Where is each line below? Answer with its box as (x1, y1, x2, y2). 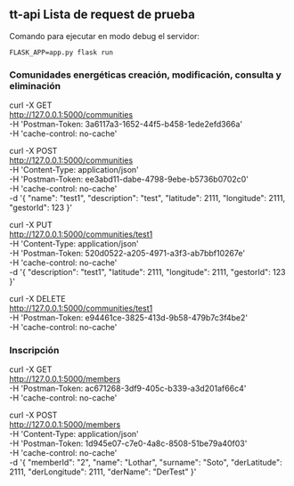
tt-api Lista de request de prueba (9, 7, 196, 22)
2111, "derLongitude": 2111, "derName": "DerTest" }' (9, 466, 197, 477)
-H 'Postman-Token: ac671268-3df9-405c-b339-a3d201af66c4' (9, 383, 247, 394)
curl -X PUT (9, 220, 53, 231)
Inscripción (9, 344, 60, 357)
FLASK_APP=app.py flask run (9, 48, 114, 57)
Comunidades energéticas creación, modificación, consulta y (9, 69, 282, 81)
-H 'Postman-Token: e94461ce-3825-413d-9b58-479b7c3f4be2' (9, 312, 249, 323)
